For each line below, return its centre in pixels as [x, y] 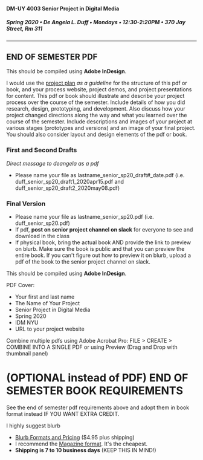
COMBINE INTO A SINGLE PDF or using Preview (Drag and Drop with [92, 347]
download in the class [42, 236]
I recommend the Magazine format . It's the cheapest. [81, 444]
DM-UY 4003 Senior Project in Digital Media [63, 8]
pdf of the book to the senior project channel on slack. [83, 261]
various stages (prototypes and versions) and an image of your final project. [101, 128]
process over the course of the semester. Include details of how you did [96, 102]
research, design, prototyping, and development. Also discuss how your [96, 109]
